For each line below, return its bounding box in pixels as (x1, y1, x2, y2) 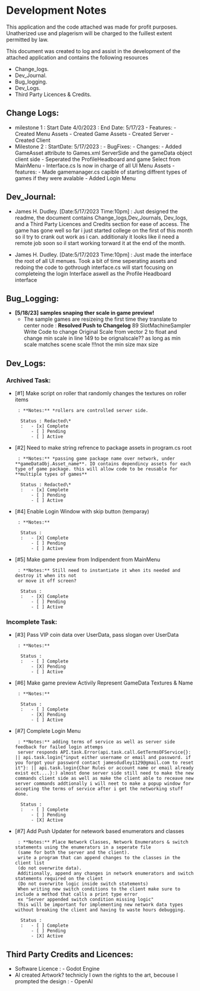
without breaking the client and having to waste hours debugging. (14, 907, 186, 913)
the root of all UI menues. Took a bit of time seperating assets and (14, 257, 177, 264)
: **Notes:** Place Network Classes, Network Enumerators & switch (17, 839, 189, 846)
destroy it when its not (14, 573, 77, 579)
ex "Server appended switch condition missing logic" (17, 897, 154, 903)
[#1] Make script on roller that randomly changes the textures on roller (14, 390, 187, 397)
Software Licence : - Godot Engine (14, 965, 100, 973)
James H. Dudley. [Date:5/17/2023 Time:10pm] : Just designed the (14, 208, 178, 215)
